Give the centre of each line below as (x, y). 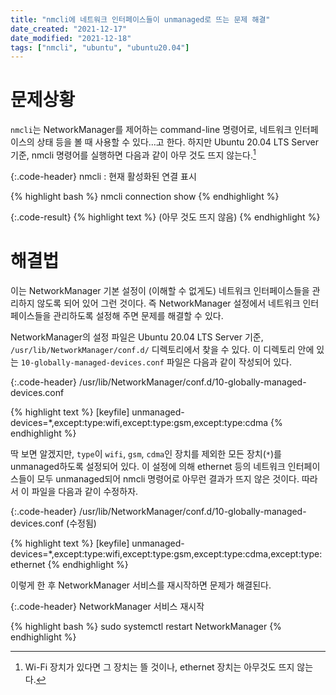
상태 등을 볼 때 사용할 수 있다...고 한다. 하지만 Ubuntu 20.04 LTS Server (178, 142)
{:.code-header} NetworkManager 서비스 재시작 (107, 606)
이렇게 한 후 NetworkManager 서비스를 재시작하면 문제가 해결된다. (141, 585)
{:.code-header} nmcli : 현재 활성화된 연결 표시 (103, 176)
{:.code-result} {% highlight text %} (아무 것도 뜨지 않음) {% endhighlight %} (165, 217)
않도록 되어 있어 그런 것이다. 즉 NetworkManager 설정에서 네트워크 (168, 303)
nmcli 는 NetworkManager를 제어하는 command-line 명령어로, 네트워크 (151, 130)
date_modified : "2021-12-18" (71, 38)
